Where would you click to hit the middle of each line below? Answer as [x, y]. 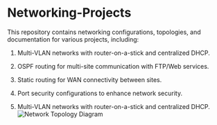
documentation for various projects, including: [73, 39]
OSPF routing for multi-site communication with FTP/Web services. [113, 66]
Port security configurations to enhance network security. [99, 93]
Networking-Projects [69, 13]
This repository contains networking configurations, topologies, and [104, 32]
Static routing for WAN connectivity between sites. [89, 80]
